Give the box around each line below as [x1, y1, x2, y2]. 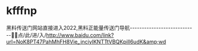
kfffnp [6, 4, 37, 18]
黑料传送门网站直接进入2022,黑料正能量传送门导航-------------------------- [6, 24, 192, 31]
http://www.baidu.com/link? [46, 31, 114, 39]
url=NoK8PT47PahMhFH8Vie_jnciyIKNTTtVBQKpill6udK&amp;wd [6, 38, 166, 45]
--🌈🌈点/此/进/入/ [6, 31, 46, 39]
